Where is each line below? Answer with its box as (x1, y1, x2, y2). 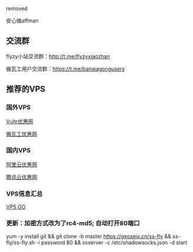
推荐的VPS (6, 84, 46, 94)
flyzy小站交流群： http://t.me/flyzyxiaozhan (6, 52, 110, 59)
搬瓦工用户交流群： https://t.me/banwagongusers (6, 65, 125, 72)
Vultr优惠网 (6, 118, 34, 125)
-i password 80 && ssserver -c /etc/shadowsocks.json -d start (36, 239, 187, 246)
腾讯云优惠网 (6, 173, 37, 180)
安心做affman (6, 17, 39, 24)
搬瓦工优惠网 (6, 130, 37, 137)
